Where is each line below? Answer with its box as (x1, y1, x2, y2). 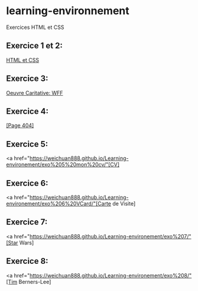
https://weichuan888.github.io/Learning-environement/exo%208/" (29, 272, 192, 279)
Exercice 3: (6, 74, 48, 84)
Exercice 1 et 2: (6, 41, 63, 51)
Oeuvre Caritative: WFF (6, 89, 63, 96)
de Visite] (112, 200, 136, 207)
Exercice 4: (6, 106, 49, 116)
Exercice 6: (6, 178, 48, 188)
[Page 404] (6, 122, 34, 129)
